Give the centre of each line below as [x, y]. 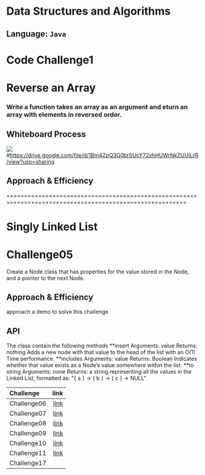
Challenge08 [28, 424]
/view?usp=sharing [31, 161]
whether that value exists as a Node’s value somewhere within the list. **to [100, 365]
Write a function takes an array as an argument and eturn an [97, 107]
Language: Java [36, 34]
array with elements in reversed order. [64, 114]
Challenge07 [28, 413]
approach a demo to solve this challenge [57, 312]
